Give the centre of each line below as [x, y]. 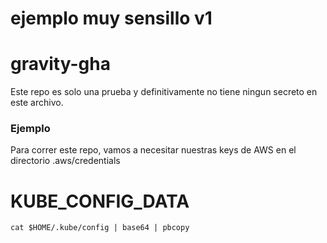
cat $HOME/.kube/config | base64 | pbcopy [100, 228]
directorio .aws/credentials [65, 161]
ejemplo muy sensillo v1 [111, 18]
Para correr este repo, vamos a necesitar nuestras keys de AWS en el [153, 150]
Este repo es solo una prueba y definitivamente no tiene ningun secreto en [164, 92]
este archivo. [37, 103]
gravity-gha [60, 64]
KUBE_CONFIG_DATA [100, 201]
